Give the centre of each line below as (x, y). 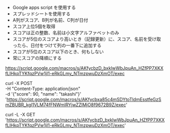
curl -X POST (19, 83)
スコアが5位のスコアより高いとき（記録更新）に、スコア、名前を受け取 (87, 39)
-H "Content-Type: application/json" (43, 88)
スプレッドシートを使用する (41, 14)
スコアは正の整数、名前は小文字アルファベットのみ (66, 33)
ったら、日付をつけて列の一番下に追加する (57, 45)
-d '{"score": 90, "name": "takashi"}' (43, 94)
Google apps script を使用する (44, 7)
